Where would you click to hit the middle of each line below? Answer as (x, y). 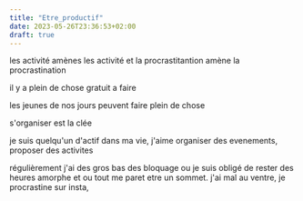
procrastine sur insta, (49, 187)
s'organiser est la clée (51, 123)
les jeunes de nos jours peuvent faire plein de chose (107, 106)
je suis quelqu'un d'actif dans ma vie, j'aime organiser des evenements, (144, 141)
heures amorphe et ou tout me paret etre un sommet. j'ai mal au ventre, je (147, 177)
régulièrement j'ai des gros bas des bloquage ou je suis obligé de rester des (151, 168)
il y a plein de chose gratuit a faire (73, 88)
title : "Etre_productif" (56, 18)
